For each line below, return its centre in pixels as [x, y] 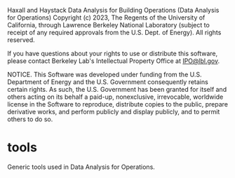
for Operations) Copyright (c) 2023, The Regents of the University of [106, 18]
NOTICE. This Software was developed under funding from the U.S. [105, 74]
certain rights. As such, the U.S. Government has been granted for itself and [117, 89]
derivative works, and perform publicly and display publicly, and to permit [114, 112]
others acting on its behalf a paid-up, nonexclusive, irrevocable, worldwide [115, 97]
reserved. [21, 40]
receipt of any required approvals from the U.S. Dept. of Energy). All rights [114, 32]
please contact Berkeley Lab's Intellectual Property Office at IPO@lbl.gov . [113, 61]
